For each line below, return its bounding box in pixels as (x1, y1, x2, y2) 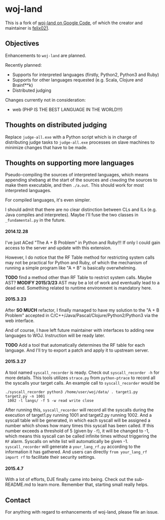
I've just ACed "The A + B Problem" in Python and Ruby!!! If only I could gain (5, 240, 161, 245)
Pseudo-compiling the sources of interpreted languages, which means (5, 172, 149, 178)
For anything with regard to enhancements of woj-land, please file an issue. (5, 509, 159, 515)
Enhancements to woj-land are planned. (5, 52, 86, 58)
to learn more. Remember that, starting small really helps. (32, 481, 149, 487)
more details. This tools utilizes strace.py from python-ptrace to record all (5, 374, 156, 381)
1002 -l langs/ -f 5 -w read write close (7, 398, 94, 403)
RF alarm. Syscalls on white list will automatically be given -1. (5, 438, 128, 444)
